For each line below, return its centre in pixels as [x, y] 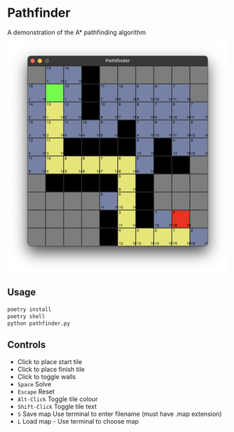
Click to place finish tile [51, 369]
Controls [27, 345]
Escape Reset [36, 391]
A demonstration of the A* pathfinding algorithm [77, 32]
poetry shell [26, 316]
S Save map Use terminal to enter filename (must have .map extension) [119, 414]
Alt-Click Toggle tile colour [57, 399]
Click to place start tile [50, 361]
